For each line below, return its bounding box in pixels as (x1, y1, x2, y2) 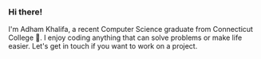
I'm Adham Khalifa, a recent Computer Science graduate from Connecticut (8, 25, 254, 34)
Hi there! (8, 6, 43, 18)
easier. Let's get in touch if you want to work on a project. (8, 41, 198, 51)
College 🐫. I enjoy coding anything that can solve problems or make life (8, 33, 243, 42)
